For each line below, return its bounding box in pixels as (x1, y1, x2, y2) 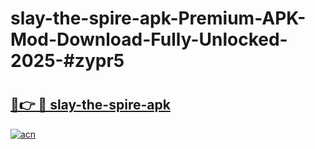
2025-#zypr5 (10, 50, 125, 72)
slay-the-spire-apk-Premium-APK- (10, 7, 307, 30)
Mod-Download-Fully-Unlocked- (10, 28, 288, 51)
